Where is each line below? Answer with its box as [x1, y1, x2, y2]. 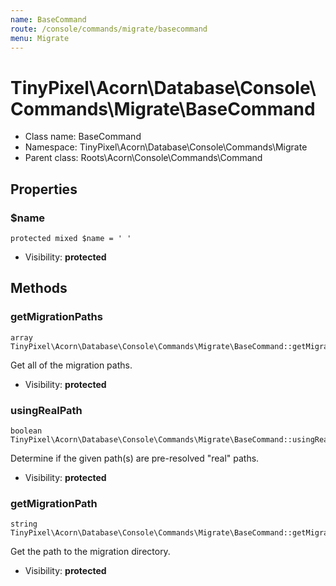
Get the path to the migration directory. [10, 546, 171, 558]
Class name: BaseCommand [24, 131, 142, 143]
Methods [10, 280, 68, 297]
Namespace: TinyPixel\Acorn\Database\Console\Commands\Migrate [24, 141, 308, 153]
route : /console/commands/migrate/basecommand [10, 24, 208, 34]
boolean [10, 426, 43, 436]
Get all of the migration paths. [10, 359, 133, 371]
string [10, 519, 38, 530]
